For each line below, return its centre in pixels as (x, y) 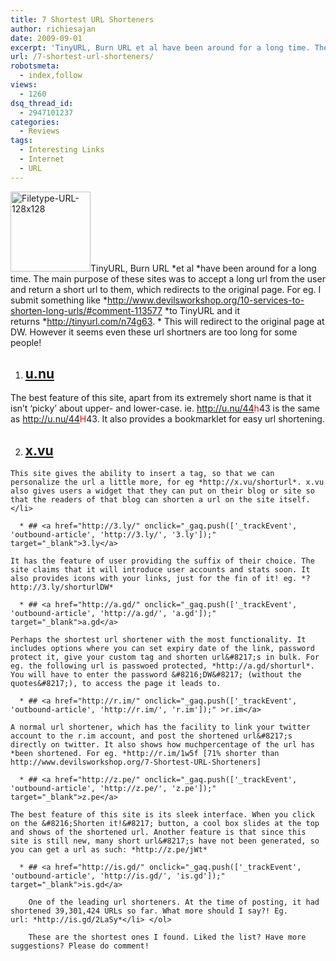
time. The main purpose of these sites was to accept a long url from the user (168, 278)
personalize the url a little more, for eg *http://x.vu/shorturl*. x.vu (167, 482)
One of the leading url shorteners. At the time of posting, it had (174, 902)
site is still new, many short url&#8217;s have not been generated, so (165, 841)
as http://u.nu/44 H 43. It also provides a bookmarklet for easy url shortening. (167, 419)
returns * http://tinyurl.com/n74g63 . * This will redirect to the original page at (167, 321)
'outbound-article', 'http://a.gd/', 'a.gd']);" (113, 614)
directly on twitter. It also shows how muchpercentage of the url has (162, 745)
